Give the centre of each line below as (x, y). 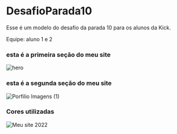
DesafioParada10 (49, 11)
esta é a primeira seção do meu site (58, 54)
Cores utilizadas (30, 112)
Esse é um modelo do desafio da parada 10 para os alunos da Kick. (88, 28)
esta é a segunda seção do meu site (59, 83)
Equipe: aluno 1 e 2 (29, 39)
